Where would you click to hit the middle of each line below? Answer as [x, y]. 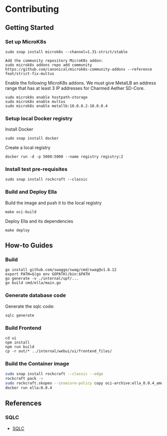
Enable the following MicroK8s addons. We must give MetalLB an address [81, 83]
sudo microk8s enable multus [35, 101]
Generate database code [36, 295]
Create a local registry [28, 148]
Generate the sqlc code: [30, 306]
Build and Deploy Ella [31, 192]
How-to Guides [29, 245]
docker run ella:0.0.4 [29, 388]
